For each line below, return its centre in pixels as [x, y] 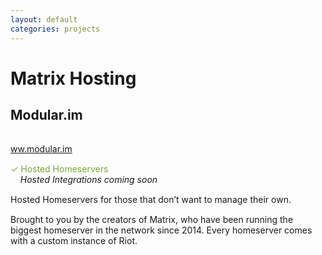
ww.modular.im [41, 148]
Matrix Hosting [73, 78]
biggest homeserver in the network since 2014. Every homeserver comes [161, 230]
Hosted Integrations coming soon [88, 179]
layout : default [44, 19]
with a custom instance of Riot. [74, 240]
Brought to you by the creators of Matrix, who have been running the [152, 219]
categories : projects [55, 29]
